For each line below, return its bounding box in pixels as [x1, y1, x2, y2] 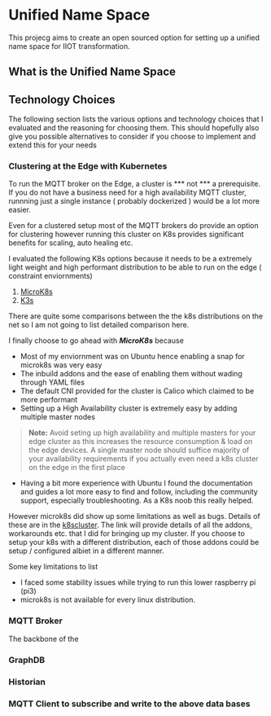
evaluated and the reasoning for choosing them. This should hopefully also [8, 123, 260, 133]
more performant [20, 395, 78, 405]
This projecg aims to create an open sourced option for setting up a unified [8, 33, 260, 42]
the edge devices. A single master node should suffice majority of [28, 446, 250, 455]
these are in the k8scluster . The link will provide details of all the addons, [8, 520, 252, 530]
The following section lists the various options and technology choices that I [8, 114, 264, 124]
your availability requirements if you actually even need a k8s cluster [28, 454, 259, 463]
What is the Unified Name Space [8, 65, 177, 79]
